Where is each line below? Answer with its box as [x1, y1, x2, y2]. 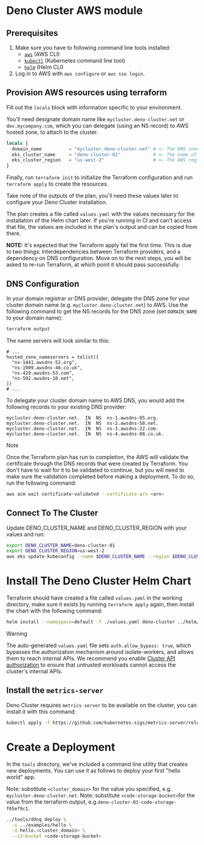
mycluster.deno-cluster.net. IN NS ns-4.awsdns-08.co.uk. [6, 430, 165, 437]
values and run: [6, 530, 46, 538]
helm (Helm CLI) [24, 63, 64, 71]
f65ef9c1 [6, 805, 29, 812]
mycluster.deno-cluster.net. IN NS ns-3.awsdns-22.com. [6, 426, 159, 432]
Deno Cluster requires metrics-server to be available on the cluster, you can [6, 701, 197, 709]
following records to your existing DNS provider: [6, 403, 127, 410]
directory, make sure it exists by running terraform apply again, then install [6, 601, 194, 608]
